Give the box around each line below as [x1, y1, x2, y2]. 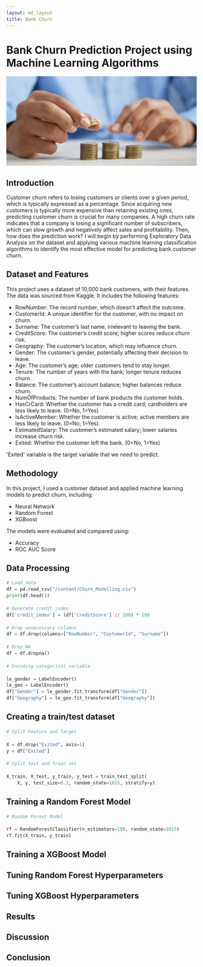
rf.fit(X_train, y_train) [6, 833, 71, 839]
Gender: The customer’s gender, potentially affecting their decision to [14, 349, 188, 356]
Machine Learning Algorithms [6, 56, 159, 70]
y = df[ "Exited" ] [6, 748, 50, 754]
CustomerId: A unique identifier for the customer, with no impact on [14, 310, 183, 317]
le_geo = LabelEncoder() [6, 682, 69, 689]
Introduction [6, 178, 54, 188]
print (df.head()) [6, 593, 50, 599]
